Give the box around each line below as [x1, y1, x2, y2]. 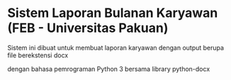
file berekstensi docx [7, 51, 69, 59]
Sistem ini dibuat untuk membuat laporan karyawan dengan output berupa [7, 43, 225, 52]
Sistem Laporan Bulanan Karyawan [7, 5, 218, 21]
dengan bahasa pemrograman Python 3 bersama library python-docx [7, 64, 210, 73]
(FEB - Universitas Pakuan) [7, 20, 169, 36]
